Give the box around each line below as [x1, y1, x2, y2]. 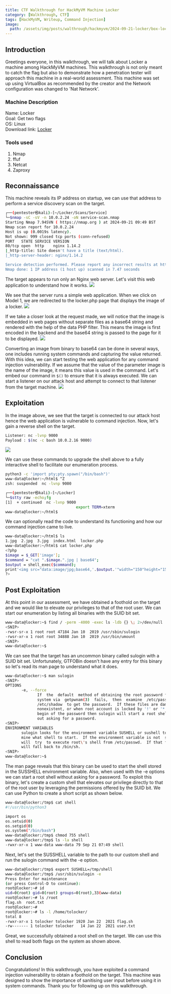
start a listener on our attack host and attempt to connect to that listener [5, 378, 156, 384]
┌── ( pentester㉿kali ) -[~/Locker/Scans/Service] [5, 210, 107, 215]
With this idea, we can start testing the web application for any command [5, 356, 159, 362]
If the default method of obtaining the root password [37, 692, 163, 698]
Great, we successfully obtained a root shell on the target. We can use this [5, 933, 161, 939]
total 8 [5, 914, 22, 919]
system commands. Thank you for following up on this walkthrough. [5, 983, 148, 989]
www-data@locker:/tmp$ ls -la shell [5, 838, 83, 843]
